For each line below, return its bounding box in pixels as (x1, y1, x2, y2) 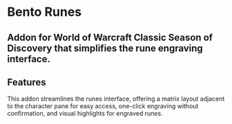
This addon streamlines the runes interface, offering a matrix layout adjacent (7, 94, 225, 103)
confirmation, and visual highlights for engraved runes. (7, 110, 164, 118)
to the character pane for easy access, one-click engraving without (7, 102, 199, 110)
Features (7, 76, 46, 88)
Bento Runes (7, 4, 82, 20)
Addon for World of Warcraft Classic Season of (7, 32, 213, 43)
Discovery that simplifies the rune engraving (7, 42, 204, 54)
